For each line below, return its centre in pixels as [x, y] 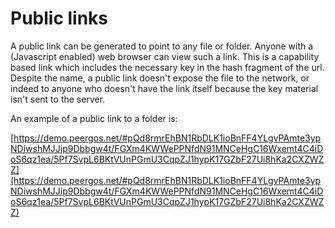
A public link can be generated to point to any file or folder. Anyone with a [162, 46]
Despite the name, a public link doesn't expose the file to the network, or [160, 78]
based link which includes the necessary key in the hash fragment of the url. [167, 67]
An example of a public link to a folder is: [94, 118]
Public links [59, 18]
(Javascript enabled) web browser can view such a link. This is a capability [165, 56]
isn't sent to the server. [58, 99]
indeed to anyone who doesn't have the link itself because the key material [164, 88]
